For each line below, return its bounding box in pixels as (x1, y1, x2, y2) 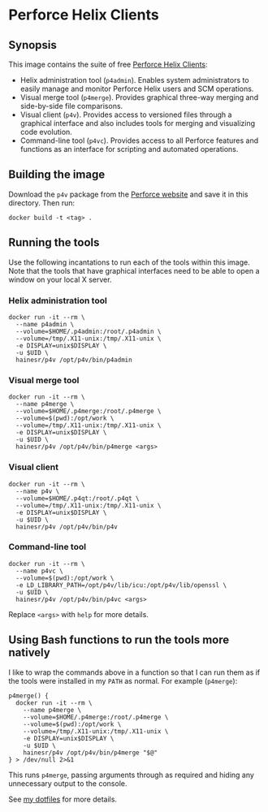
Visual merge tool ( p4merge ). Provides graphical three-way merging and (19, 93, 258, 102)
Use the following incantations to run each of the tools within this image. (8, 257, 250, 267)
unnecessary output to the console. (8, 778, 128, 788)
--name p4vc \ (15, 567, 63, 575)
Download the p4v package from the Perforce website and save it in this (8, 189, 249, 199)
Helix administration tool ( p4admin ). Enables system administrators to (19, 76, 249, 84)
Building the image (8, 168, 106, 182)
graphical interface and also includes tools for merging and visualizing (19, 119, 256, 127)
